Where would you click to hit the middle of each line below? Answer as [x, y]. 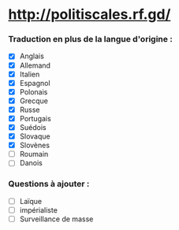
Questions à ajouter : [49, 184]
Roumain [34, 154]
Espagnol [35, 83]
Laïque [30, 201]
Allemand [35, 65]
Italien [30, 74]
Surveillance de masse [56, 219]
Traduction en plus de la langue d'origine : [91, 39]
